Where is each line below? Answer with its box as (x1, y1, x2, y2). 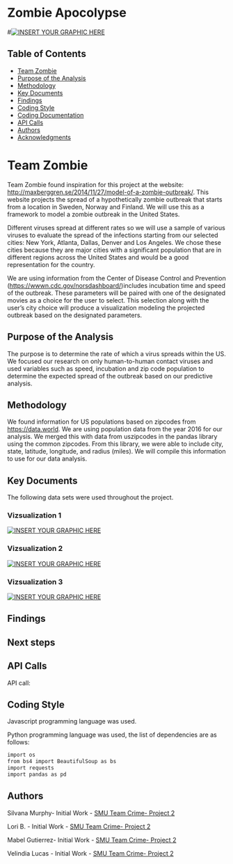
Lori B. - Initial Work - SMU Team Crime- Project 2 (7, 822, 151, 831)
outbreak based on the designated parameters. (7, 311, 143, 319)
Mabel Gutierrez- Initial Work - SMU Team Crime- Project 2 (7, 835, 177, 844)
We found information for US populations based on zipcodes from (7, 417, 196, 426)
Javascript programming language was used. (7, 717, 137, 726)
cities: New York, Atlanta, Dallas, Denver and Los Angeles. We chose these (7, 238, 221, 246)
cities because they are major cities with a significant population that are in (7, 246, 222, 254)
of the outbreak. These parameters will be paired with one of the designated (7, 289, 226, 297)
